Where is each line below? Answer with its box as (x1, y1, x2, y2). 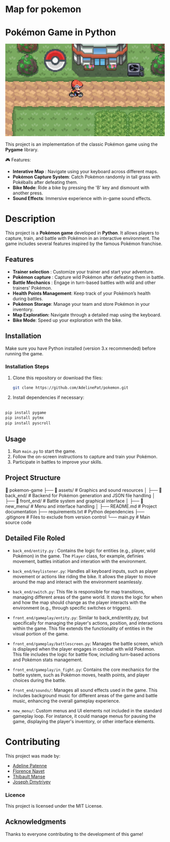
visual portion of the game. (12, 630, 69, 636)
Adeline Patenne (12, 763, 47, 769)
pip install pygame (5, 410, 47, 415)
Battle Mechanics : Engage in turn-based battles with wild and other (12, 279, 156, 286)
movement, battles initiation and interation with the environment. (12, 558, 147, 564)
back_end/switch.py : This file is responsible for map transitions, (12, 588, 145, 594)
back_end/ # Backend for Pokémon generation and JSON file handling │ (5, 492, 155, 498)
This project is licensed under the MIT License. (5, 803, 103, 809)
